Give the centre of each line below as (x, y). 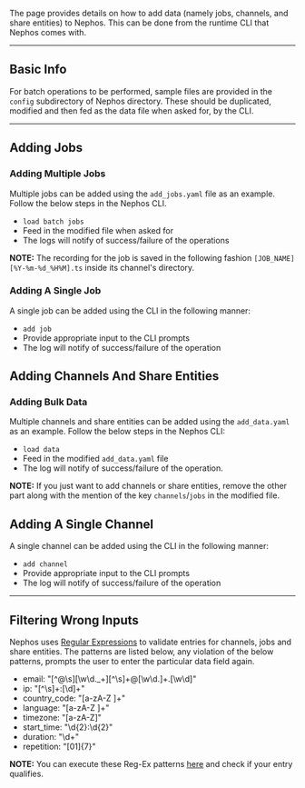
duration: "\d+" (51, 737)
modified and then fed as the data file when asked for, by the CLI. (132, 110)
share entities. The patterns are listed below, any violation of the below (142, 652)
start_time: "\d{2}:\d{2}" (68, 727)
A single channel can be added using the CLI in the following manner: (139, 546)
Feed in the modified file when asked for (98, 230)
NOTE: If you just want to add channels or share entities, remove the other (148, 486)
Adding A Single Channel (82, 524)
